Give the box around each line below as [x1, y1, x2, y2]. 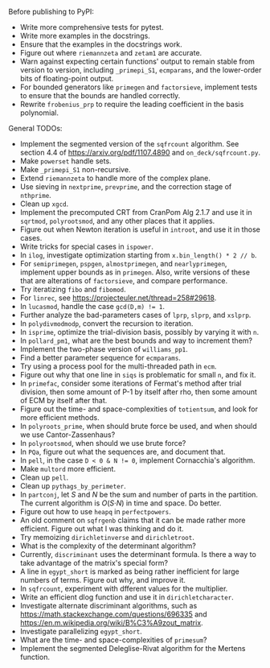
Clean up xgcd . [19, 199, 69, 208]
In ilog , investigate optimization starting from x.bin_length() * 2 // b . [19, 250, 257, 260]
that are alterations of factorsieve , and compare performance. [19, 276, 227, 285]
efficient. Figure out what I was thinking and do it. [19, 524, 184, 534]
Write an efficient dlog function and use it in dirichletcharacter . [19, 592, 235, 602]
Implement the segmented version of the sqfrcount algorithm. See [19, 139, 239, 148]
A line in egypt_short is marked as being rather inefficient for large [19, 567, 239, 576]
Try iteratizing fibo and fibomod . [19, 285, 126, 294]
